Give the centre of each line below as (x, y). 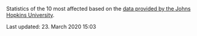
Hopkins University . (31, 15)
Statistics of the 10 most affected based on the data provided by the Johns (98, 9)
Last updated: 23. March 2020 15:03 (51, 27)
